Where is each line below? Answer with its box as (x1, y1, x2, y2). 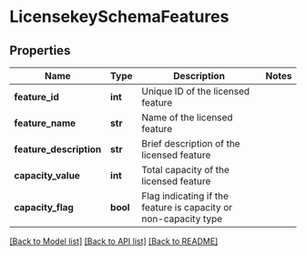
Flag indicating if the (141, 189, 229, 202)
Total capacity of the (141, 164, 230, 176)
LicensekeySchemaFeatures (9, 6, 229, 27)
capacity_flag (14, 201, 75, 213)
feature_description (14, 143, 102, 156)
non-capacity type (141, 212, 223, 225)
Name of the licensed (141, 111, 234, 124)
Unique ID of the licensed (141, 85, 250, 97)
